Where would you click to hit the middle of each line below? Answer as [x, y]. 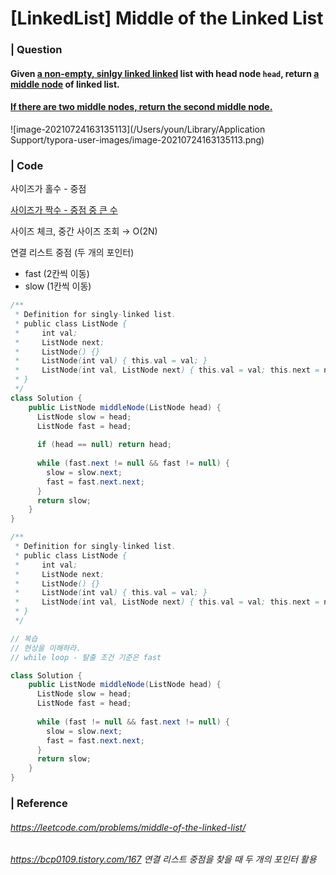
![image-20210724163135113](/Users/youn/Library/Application [138, 129]
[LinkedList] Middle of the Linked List [167, 18]
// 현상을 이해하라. [46, 648]
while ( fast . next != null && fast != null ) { [133, 463]
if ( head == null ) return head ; [104, 445]
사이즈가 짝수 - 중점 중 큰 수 [64, 210]
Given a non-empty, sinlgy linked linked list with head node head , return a [165, 73]
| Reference [39, 803]
